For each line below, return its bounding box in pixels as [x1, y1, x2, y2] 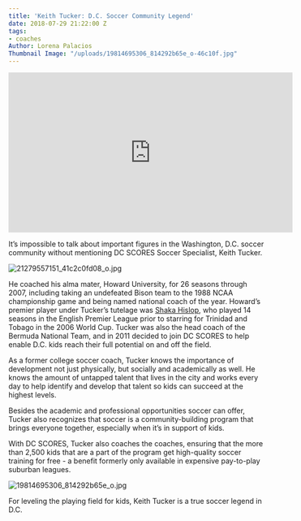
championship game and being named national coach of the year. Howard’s [8, 297, 261, 306]
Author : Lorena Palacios [8, 42, 92, 50]
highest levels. [8, 390, 57, 399]
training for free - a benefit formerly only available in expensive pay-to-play [8, 456, 261, 466]
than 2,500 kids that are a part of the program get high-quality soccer [8, 448, 242, 457]
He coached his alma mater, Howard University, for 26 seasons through [8, 280, 247, 289]
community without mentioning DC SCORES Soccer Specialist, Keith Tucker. [8, 248, 263, 257]
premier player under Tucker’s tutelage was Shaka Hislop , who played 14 [8, 306, 252, 315]
